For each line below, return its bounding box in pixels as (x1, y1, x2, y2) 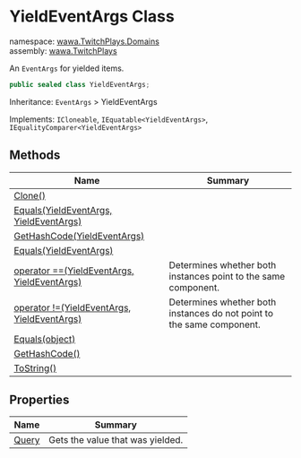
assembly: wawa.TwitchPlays (9, 45, 118, 56)
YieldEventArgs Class (9, 6, 175, 27)
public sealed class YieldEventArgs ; (9, 80, 150, 89)
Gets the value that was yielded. (48, 434, 184, 446)
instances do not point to (168, 307, 273, 319)
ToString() (13, 361, 56, 374)
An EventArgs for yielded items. (9, 63, 125, 73)
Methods (9, 148, 61, 163)
